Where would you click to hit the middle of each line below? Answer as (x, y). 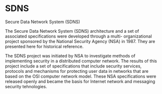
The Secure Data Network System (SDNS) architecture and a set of (72, 31)
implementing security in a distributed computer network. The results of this (81, 61)
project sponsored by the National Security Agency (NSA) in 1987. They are (80, 41)
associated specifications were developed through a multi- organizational (78, 36)
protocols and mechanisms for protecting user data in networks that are (77, 71)
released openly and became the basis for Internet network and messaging (80, 81)
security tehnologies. (26, 86)
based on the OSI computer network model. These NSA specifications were (81, 76)
